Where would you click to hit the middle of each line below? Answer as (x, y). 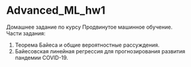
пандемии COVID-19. (41, 57)
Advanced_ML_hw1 (56, 10)
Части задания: (26, 33)
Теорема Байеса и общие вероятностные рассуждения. (87, 45)
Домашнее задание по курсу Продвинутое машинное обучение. (89, 27)
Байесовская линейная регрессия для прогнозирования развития (100, 51)
